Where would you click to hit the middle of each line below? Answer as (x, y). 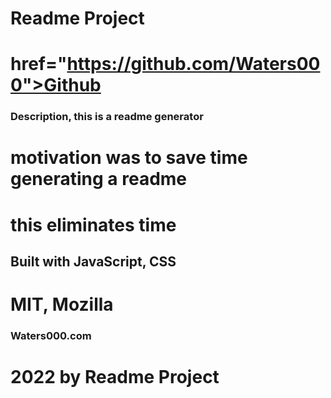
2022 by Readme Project (115, 377)
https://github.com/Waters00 (193, 64)
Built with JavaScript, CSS (93, 262)
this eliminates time (93, 224)
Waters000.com (51, 336)
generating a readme (99, 179)
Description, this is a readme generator (107, 117)
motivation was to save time (129, 158)
